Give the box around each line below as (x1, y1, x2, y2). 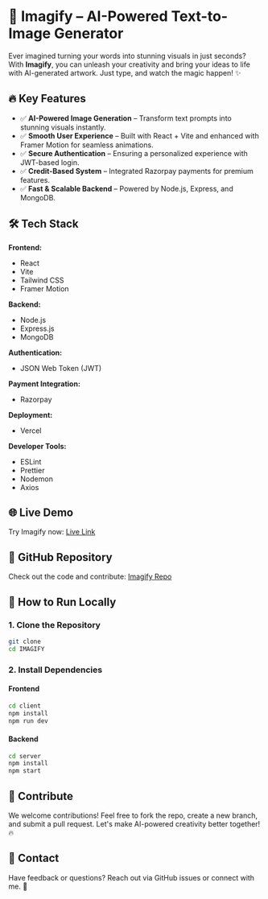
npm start (8, 767, 42, 775)
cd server (8, 752, 42, 760)
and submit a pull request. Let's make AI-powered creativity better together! (8, 819, 261, 829)
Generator (53, 24, 124, 43)
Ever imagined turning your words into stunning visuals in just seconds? (8, 51, 247, 60)
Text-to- (171, 7, 228, 26)
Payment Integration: (8, 378, 80, 389)
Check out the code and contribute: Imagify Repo (8, 571, 172, 582)
